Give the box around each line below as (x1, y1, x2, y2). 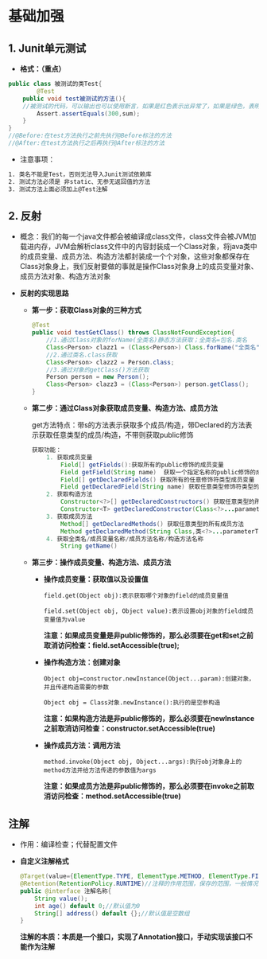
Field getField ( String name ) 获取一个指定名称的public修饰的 (60, 468, 257, 476)
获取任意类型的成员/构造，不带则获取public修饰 (38, 431, 194, 440)
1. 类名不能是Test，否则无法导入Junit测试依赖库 (8, 170, 153, 178)
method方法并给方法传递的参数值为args (43, 766, 157, 774)
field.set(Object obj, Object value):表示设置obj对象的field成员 (43, 607, 254, 615)
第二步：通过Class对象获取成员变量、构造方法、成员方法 (31, 403, 219, 413)
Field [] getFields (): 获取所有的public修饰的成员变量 (60, 461, 224, 469)
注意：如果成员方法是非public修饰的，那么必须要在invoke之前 (43, 782, 248, 791)
